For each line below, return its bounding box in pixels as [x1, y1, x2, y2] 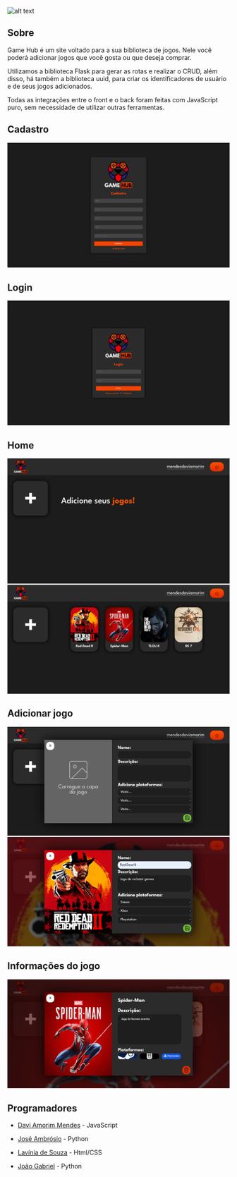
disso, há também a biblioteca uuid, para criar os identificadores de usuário [7, 74, 227, 83]
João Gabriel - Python [17, 1161, 83, 1170]
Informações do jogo [7, 960, 101, 972]
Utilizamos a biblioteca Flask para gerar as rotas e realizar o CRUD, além [7, 67, 218, 75]
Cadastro [7, 123, 49, 135]
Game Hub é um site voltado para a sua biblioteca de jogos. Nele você [7, 46, 212, 54]
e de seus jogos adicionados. [7, 82, 93, 90]
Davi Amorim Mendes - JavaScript [17, 1121, 118, 1129]
